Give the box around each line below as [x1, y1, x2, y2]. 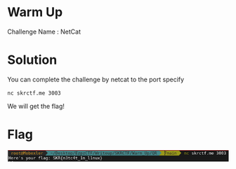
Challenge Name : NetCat [7, 27, 81, 36]
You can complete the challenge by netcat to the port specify [7, 75, 185, 83]
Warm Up [7, 4, 63, 20]
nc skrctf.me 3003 [7, 89, 61, 97]
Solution [7, 52, 58, 68]
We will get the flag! [7, 102, 65, 110]
